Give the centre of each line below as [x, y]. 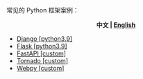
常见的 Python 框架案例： [43, 10]
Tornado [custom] [42, 61]
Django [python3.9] [44, 39]
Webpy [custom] [40, 68]
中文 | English [116, 25]
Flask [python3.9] [42, 46]
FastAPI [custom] [41, 53]
